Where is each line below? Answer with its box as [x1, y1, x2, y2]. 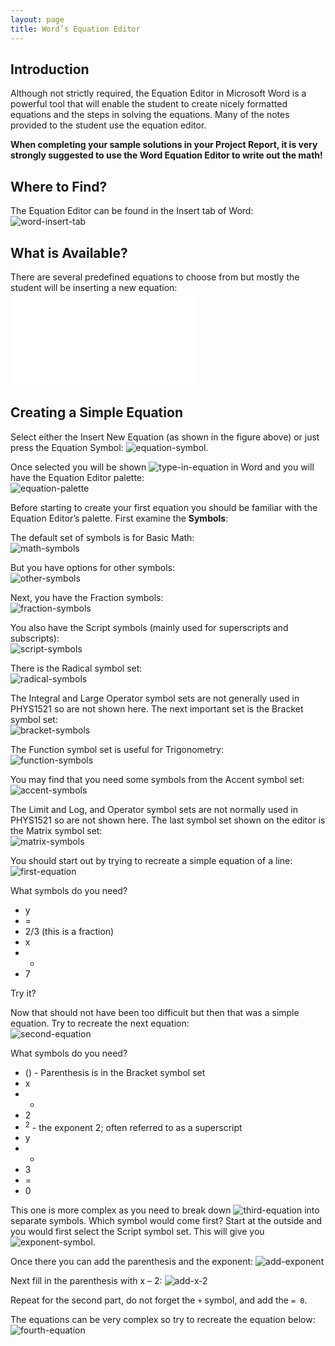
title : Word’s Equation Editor [10, 24, 141, 34]
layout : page [10, 14, 65, 25]
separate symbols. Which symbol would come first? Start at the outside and [10, 1215, 323, 1227]
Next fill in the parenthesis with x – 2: [10, 1275, 163, 1287]
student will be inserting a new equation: [10, 281, 178, 293]
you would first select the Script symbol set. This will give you [10, 1226, 265, 1238]
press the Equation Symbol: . [10, 441, 209, 453]
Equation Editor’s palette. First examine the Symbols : [10, 512, 229, 524]
